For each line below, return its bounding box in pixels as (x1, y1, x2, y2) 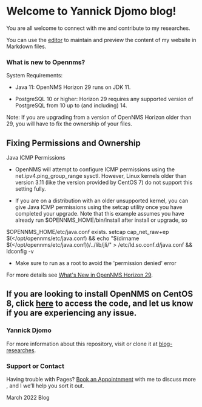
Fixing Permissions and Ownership (6, 138, 141, 148)
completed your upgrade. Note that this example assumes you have (15, 210, 184, 218)
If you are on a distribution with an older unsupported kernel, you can (15, 197, 189, 205)
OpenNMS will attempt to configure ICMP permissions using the (15, 166, 175, 173)
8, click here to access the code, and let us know (6, 299, 194, 309)
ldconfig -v (6, 248, 35, 255)
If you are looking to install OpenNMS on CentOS (6, 289, 193, 299)
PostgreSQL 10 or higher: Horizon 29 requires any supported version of (15, 96, 194, 103)
